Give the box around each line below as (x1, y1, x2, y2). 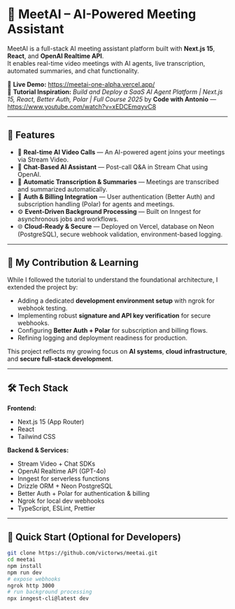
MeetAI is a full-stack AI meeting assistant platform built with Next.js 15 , (7, 44, 215, 52)
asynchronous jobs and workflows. (17, 215, 119, 223)
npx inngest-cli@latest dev (7, 595, 90, 602)
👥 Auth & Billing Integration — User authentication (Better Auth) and (17, 192, 215, 201)
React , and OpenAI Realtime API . (7, 52, 104, 60)
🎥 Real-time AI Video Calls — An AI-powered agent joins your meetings (17, 148, 225, 156)
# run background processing (7, 589, 92, 596)
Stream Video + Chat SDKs (17, 459, 96, 468)
